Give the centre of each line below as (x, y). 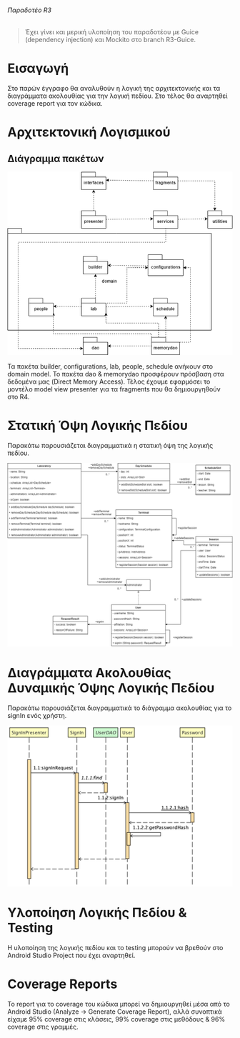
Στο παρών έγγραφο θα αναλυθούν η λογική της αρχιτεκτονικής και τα (114, 89)
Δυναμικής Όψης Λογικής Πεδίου (111, 688)
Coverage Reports (62, 984)
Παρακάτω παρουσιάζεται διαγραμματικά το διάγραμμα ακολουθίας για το (120, 708)
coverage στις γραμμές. (43, 1027)
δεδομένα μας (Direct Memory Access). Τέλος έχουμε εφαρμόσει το (109, 381)
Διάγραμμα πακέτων (56, 158)
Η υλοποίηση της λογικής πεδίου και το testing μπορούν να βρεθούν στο (115, 947)
